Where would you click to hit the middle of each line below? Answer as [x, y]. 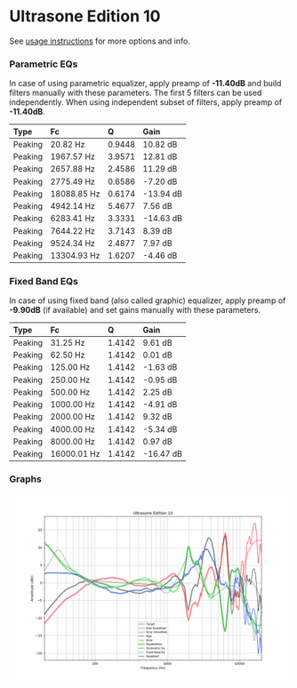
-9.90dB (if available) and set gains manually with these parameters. [135, 310]
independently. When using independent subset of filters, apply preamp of [146, 102]
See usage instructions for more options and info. [100, 41]
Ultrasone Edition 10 [85, 16]
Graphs [25, 479]
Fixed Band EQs [44, 281]
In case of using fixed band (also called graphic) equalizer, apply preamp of [148, 300]
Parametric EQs [44, 64]
